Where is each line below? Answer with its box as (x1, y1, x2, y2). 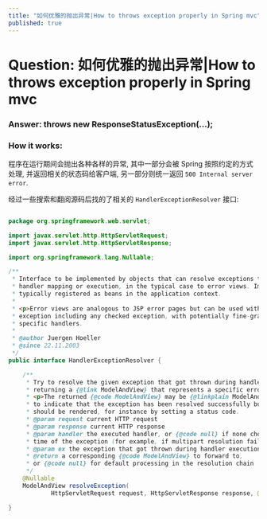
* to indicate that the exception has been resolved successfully (25, 400, 250, 408)
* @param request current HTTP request (25, 416, 158, 423)
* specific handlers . (11, 319, 83, 327)
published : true (8, 19, 62, 27)
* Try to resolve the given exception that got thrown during (25, 378, 237, 386)
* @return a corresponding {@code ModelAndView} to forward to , (25, 452, 244, 460)
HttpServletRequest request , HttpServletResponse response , (50, 489, 254, 498)
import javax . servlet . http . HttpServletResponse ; (8, 239, 172, 247)
